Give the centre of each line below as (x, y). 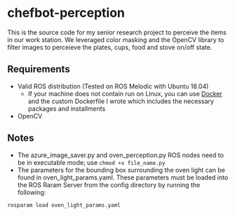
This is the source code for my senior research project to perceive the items (117, 32)
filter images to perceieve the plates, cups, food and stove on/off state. (110, 47)
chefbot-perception (66, 13)
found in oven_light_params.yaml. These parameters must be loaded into (123, 177)
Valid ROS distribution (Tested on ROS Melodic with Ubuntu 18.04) (113, 86)
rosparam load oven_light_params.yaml (64, 205)
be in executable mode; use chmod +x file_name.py (91, 162)
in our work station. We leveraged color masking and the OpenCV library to (116, 39)
